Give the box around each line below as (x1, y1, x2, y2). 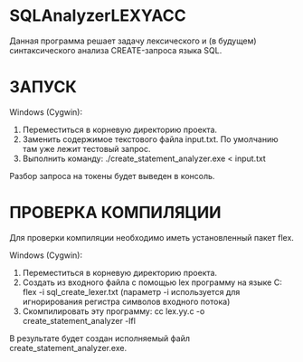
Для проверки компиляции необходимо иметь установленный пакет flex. (9, 232, 294, 243)
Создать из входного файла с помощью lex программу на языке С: (22, 277, 282, 288)
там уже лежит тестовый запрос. (22, 143, 151, 154)
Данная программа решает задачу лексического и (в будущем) (9, 35, 257, 46)
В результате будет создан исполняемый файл (9, 332, 190, 344)
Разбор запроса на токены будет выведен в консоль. (9, 170, 215, 181)
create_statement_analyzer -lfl (22, 315, 136, 326)
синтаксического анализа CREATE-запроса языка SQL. (9, 44, 223, 55)
